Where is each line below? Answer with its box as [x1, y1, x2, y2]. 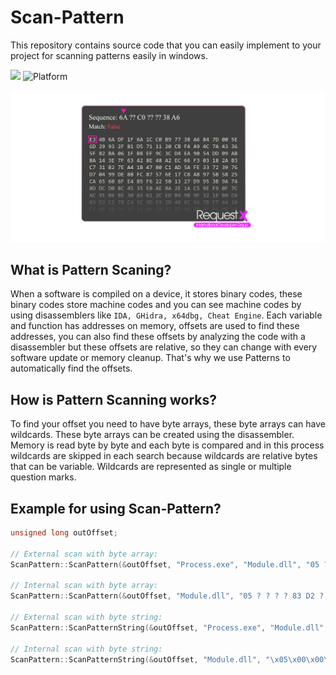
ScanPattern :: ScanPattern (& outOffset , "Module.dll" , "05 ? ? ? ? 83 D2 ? [10, 591, 325, 601]
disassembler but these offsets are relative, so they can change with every [10, 341, 318, 353]
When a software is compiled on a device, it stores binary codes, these [10, 288, 303, 300]
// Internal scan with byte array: [10, 581, 159, 591]
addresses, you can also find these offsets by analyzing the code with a [10, 331, 306, 343]
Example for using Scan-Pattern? [10, 500, 222, 517]
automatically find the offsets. [10, 362, 133, 375]
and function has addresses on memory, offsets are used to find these [10, 320, 300, 332]
